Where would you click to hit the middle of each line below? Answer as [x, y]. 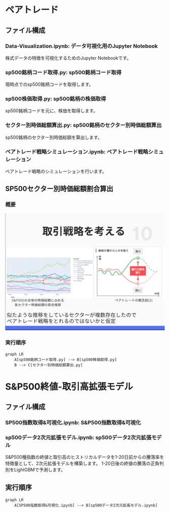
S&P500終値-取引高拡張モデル [69, 387]
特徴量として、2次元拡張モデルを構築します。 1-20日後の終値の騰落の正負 [82, 463]
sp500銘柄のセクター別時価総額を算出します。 [54, 137]
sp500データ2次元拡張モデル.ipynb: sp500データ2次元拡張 [78, 438]
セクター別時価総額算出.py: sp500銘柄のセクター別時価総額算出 [83, 125]
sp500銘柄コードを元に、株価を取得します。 [52, 111]
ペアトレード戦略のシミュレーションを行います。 [56, 171]
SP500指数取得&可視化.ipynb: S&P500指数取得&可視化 [73, 423]
